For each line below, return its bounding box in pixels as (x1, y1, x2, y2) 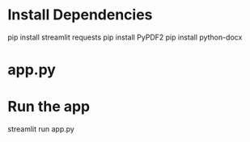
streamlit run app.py (7, 124, 74, 134)
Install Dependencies (7, 6, 153, 24)
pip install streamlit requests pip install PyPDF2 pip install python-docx (7, 32, 243, 42)
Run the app (7, 98, 91, 116)
